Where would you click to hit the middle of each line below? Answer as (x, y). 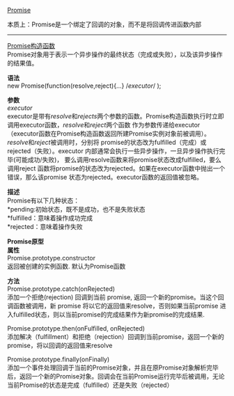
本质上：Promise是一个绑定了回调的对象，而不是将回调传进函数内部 (104, 24)
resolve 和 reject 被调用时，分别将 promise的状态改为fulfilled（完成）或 (107, 142)
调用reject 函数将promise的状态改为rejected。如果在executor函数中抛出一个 (116, 168)
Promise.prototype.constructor (52, 258)
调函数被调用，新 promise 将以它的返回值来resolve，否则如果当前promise (113, 306)
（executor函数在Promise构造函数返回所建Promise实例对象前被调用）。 (109, 134)
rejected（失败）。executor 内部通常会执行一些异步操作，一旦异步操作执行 (113, 151)
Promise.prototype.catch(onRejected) (61, 289)
